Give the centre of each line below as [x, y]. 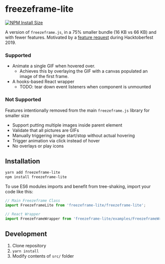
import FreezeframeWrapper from [38, 219]
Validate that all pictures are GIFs [46, 130]
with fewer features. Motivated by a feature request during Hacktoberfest [79, 37]
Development [26, 234]
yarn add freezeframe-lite [33, 173]
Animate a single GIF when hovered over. [54, 66]
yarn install [26, 251]
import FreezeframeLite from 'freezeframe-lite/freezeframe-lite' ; [76, 205]
